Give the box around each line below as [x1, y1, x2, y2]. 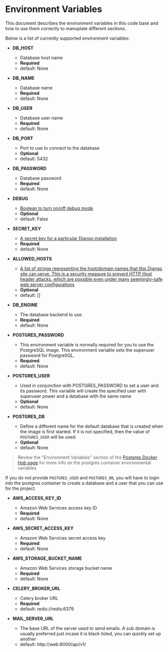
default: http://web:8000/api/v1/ [20, 641, 86, 647]
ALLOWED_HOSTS [12, 255, 52, 262]
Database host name [20, 54, 63, 61]
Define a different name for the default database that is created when [20, 423, 163, 429]
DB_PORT [12, 135, 34, 141]
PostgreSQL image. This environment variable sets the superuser [20, 347, 155, 353]
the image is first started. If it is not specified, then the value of [20, 428, 150, 435]
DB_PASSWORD [12, 165, 47, 171]
